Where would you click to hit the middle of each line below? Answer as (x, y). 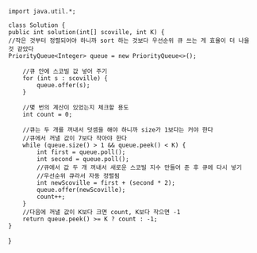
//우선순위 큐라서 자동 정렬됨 (79, 176)
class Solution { (37, 25)
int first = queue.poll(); (81, 152)
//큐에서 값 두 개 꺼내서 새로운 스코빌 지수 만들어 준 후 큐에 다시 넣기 (139, 167)
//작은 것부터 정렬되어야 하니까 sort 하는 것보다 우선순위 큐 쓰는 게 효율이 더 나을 (129, 40)
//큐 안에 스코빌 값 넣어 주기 (65, 71)
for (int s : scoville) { (65, 79)
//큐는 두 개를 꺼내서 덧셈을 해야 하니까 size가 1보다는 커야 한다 (118, 130)
